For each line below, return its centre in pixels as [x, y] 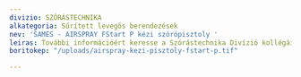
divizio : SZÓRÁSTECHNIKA [56, 17]
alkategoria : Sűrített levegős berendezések [94, 26]
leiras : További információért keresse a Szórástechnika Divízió [133, 43]
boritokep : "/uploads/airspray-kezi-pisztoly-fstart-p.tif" [124, 51]
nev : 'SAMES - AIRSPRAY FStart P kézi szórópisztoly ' [114, 34]
